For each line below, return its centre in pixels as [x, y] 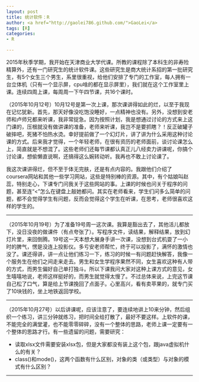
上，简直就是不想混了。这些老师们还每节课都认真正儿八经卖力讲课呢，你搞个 [99, 149]
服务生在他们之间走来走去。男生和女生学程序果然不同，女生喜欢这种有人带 [102, 261]
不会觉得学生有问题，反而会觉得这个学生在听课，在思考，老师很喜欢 [105, 199]
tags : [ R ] [18, 28]
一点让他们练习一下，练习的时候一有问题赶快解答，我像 [120, 254]
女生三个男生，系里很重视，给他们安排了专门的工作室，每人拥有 [108, 77]
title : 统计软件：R [28, 17]
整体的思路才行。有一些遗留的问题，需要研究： [68, 332]
